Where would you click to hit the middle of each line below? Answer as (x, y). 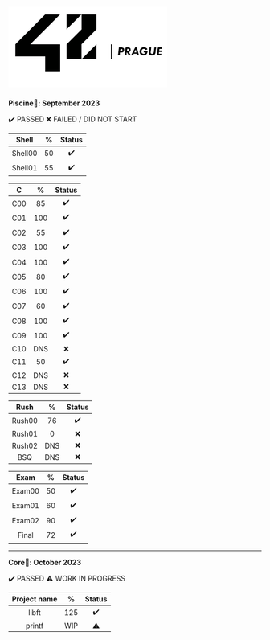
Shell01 (25, 168)
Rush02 (25, 445)
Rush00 (25, 421)
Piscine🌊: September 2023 (54, 103)
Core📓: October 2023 (45, 562)
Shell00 (25, 154)
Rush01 (25, 434)
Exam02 (26, 520)
